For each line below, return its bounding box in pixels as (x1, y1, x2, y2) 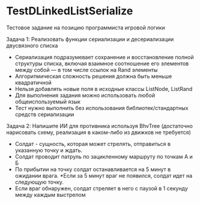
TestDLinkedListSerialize (6, 4, 133, 18)
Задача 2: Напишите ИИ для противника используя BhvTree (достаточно (6, 122, 193, 129)
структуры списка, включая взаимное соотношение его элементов (14, 60, 189, 67)
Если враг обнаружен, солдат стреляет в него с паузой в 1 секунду (14, 184, 188, 192)
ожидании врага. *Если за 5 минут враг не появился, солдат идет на (14, 172, 193, 179)
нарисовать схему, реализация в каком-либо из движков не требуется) (6, 129, 191, 136)
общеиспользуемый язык (14, 98, 81, 105)
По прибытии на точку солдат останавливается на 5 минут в (14, 166, 171, 173)
